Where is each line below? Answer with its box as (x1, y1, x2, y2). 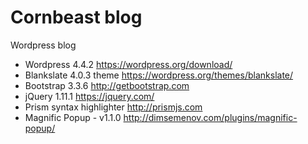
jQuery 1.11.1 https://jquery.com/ (24, 90, 155, 102)
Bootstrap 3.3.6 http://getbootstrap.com (24, 79, 190, 91)
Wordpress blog (10, 39, 77, 51)
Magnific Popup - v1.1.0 (24, 111, 122, 123)
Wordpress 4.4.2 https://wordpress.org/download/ (24, 58, 233, 70)
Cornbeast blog (10, 6, 143, 29)
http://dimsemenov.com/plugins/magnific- (123, 111, 298, 123)
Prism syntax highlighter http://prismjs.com (24, 101, 203, 113)
